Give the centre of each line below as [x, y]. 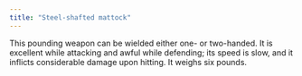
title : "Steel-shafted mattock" [70, 17]
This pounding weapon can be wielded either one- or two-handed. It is [141, 43]
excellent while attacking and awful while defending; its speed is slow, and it [151, 52]
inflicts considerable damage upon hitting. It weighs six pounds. [128, 62]
